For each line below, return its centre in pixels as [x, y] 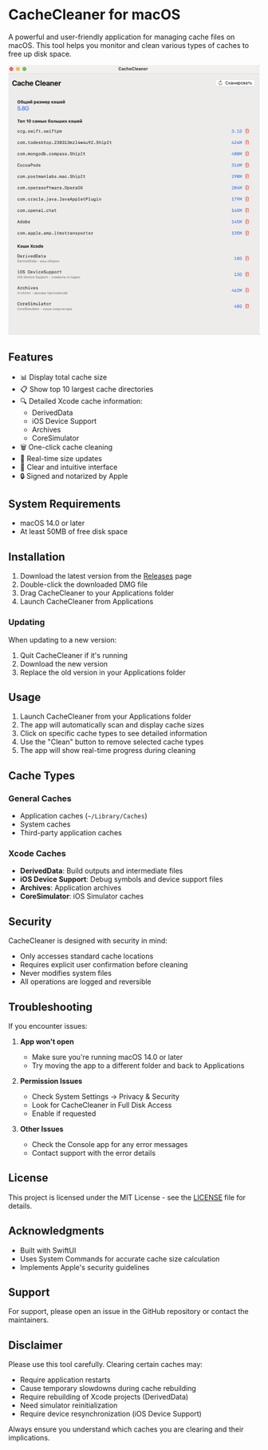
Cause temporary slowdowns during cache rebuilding [108, 1388]
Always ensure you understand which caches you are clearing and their [126, 1429]
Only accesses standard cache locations [87, 956]
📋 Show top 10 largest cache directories [87, 388]
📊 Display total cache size [63, 376]
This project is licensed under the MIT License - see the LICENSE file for [127, 1197]
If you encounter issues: [48, 1026]
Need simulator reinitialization [69, 1405]
